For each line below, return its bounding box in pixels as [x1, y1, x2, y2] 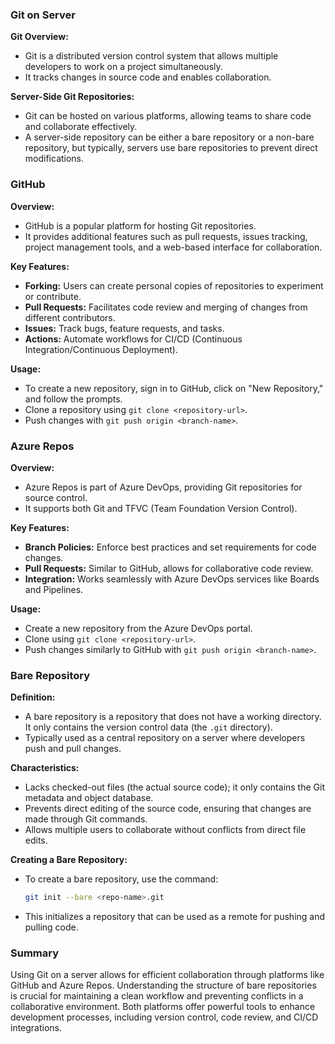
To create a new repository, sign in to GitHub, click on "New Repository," [24, 382, 324, 394]
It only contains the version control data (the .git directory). [24, 721, 273, 733]
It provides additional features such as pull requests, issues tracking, [24, 230, 308, 242]
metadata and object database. [24, 792, 154, 804]
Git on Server [10, 8, 76, 22]
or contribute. [24, 290, 82, 302]
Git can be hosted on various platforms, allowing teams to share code [24, 110, 312, 122]
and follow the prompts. [24, 393, 123, 405]
